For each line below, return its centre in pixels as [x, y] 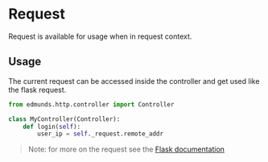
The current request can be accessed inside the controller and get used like [134, 81]
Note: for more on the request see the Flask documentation [126, 149]
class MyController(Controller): [64, 119]
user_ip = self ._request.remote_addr [100, 134]
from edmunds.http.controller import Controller [91, 104]
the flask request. [37, 89]
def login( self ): [52, 127]
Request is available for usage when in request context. [100, 36]
